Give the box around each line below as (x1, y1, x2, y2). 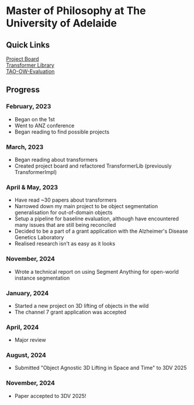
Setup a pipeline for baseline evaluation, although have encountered (14, 215, 179, 222)
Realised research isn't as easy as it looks (14, 240, 116, 247)
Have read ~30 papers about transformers (14, 196, 117, 203)
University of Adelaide (6, 16, 117, 30)
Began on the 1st (14, 115, 56, 122)
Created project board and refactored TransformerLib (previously (14, 162, 172, 169)
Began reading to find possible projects (14, 128, 110, 135)
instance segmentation (14, 274, 70, 281)
